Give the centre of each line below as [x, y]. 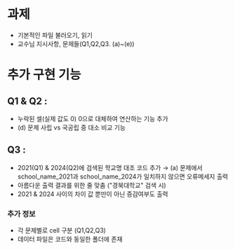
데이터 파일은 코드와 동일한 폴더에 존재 [70, 239]
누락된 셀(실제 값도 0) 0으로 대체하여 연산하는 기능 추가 [93, 118]
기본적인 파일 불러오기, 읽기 [55, 35]
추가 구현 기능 [44, 75]
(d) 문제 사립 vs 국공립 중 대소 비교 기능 [72, 127]
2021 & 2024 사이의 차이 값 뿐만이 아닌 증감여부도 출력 [93, 194]
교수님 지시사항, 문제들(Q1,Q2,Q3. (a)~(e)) [76, 43]
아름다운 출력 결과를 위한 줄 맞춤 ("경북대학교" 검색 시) [92, 185]
